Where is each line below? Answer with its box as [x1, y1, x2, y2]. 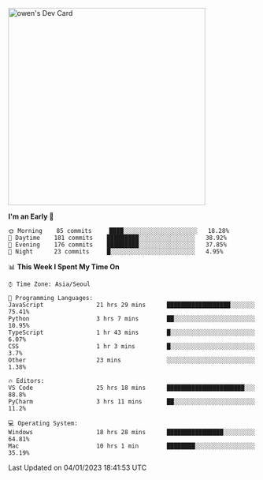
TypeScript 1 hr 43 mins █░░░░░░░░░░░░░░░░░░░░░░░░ [8, 328, 256, 336]
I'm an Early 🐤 [8, 212, 54, 221]
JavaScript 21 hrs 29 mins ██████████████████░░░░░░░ [8, 301, 256, 309]
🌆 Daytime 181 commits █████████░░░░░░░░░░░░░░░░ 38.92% [8, 234, 227, 242]
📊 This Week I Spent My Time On [8, 262, 120, 272]
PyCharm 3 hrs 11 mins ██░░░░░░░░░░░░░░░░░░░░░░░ [8, 398, 256, 406]
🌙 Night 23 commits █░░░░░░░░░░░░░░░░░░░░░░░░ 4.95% [8, 248, 224, 256]
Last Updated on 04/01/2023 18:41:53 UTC [8, 463, 147, 472]
